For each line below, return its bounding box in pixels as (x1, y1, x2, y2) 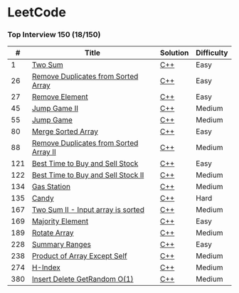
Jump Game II (31, 104, 78, 114)
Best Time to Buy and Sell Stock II (31, 170, 144, 180)
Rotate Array (31, 228, 74, 238)
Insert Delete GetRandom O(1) (31, 275, 134, 284)
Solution (159, 48, 189, 58)
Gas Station (31, 182, 71, 192)
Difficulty (195, 48, 228, 58)
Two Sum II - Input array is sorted (31, 205, 144, 215)
